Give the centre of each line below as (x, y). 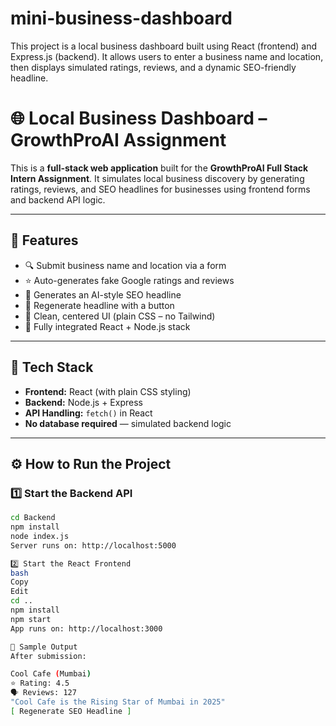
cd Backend (33, 518)
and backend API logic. (58, 199)
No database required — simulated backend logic (128, 423)
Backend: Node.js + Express (83, 402)
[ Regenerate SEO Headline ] (71, 711)
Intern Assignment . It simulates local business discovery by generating (157, 178)
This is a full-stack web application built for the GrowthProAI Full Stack (159, 168)
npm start (31, 619)
